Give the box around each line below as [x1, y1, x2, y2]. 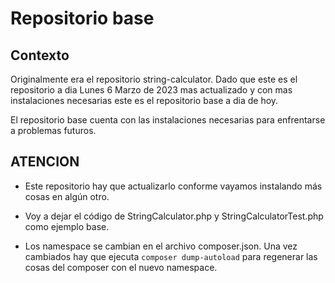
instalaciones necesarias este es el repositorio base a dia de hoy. [10, 95, 279, 106]
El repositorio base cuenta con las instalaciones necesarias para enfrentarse [10, 114, 326, 126]
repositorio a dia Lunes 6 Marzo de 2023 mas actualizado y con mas [10, 84, 293, 96]
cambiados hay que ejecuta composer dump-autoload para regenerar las [24, 250, 318, 262]
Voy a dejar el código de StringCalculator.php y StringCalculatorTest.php [24, 210, 324, 222]
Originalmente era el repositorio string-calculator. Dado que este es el [10, 73, 298, 85]
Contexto [10, 47, 70, 64]
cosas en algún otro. [24, 190, 110, 202]
